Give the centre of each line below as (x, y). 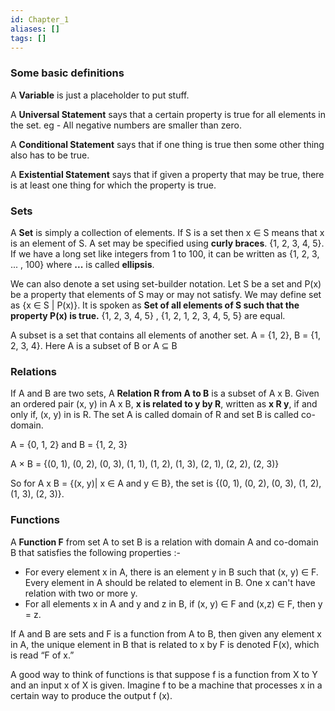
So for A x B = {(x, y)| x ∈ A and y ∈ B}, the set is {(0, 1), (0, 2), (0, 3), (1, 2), (166, 483)
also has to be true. (50, 155)
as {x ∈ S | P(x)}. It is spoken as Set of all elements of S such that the (155, 305)
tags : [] (28, 38)
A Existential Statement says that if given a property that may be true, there (167, 174)
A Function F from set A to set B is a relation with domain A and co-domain (164, 542)
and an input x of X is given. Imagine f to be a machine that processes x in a (166, 685)
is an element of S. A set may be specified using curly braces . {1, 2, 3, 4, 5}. (167, 243)
